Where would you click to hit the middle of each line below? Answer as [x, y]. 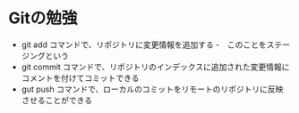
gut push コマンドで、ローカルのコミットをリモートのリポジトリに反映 [152, 89]
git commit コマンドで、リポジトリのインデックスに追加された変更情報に [155, 67]
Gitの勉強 [43, 18]
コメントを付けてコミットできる [80, 77]
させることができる [57, 100]
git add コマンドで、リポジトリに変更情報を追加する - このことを [144, 44]
